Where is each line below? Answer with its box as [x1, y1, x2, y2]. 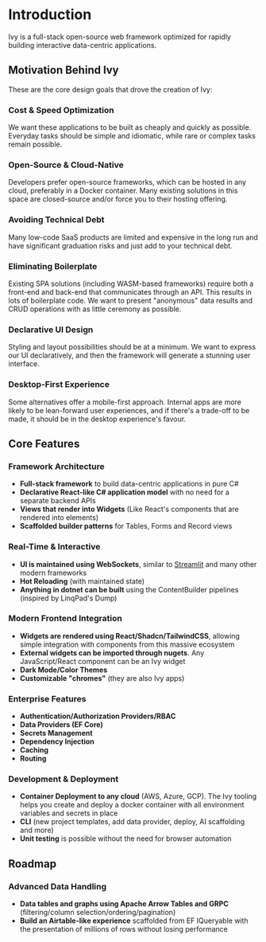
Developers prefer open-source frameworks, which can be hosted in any [8, 178, 247, 187]
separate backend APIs [19, 496, 97, 506]
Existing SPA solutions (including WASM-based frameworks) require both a [8, 279, 254, 288]
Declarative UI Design [8, 324, 94, 335]
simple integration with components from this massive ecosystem [19, 639, 235, 649]
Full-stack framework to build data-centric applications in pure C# [19, 479, 240, 489]
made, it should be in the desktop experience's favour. [8, 414, 187, 424]
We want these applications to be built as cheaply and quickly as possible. [8, 123, 252, 132]
